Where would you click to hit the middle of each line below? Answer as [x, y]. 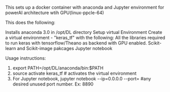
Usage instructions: [26, 58]
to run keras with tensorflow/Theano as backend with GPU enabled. [76, 43]
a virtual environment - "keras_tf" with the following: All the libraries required [85, 38]
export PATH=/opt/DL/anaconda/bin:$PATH [58, 68]
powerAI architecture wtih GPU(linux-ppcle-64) [55, 13]
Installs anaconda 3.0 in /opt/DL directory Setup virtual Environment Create [84, 32]
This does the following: [30, 22]
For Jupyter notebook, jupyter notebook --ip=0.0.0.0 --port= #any [82, 79]
